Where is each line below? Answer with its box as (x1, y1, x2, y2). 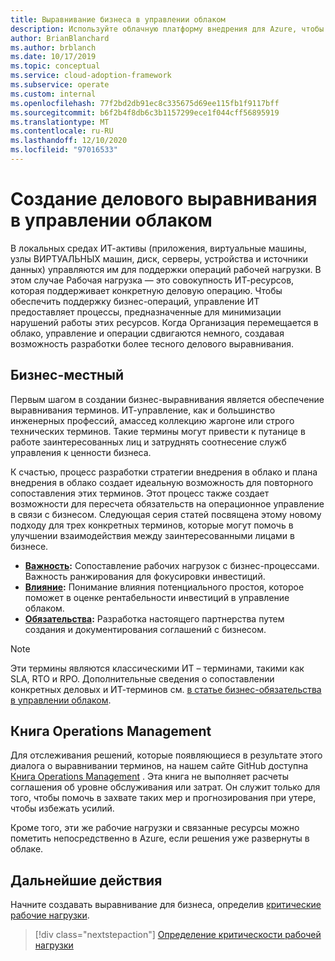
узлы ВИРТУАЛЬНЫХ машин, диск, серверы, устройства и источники (10, 252, 308, 265)
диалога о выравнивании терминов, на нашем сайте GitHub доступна (10, 760, 309, 772)
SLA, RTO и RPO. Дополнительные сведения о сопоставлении (10, 672, 275, 685)
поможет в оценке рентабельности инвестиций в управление (24, 591, 290, 603)
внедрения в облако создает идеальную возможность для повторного (10, 476, 314, 488)
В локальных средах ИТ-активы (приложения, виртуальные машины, (10, 242, 307, 254)
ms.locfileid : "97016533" (10, 145, 118, 155)
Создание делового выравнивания (10, 188, 318, 211)
